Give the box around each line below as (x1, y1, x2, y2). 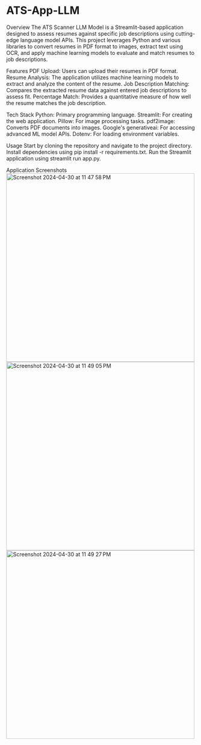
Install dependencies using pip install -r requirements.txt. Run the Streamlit (6, 148, 191, 156)
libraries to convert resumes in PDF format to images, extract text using (6, 43, 184, 50)
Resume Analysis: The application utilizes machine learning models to (6, 74, 179, 81)
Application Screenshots (6, 166, 67, 174)
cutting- (175, 30, 196, 37)
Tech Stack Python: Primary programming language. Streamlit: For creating (6, 111, 193, 118)
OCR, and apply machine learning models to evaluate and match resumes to (6, 49, 194, 56)
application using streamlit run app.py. (6, 154, 101, 162)
